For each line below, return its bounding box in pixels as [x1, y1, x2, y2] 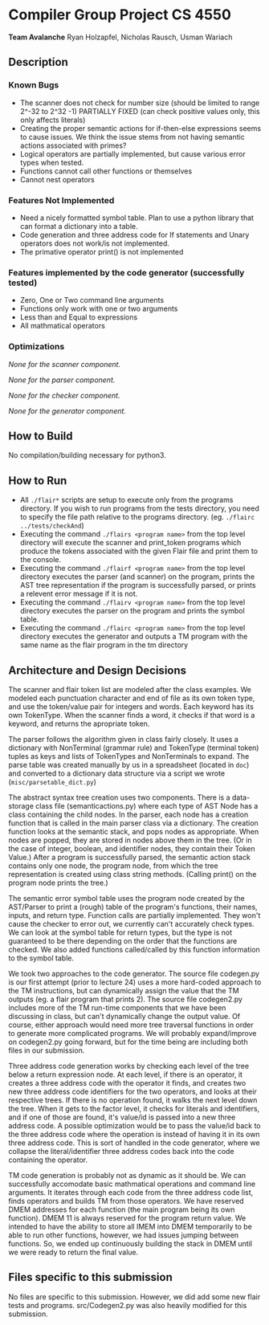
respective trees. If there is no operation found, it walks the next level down [8, 1095, 258, 1105]
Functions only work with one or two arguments [19, 304, 178, 314]
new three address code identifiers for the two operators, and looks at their [8, 1086, 257, 1096]
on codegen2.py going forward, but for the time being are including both [8, 1037, 248, 1046]
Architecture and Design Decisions [8, 663, 187, 677]
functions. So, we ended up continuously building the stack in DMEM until [8, 1238, 253, 1248]
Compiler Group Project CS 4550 [8, 6, 231, 24]
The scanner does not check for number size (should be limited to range [19, 98, 260, 108]
